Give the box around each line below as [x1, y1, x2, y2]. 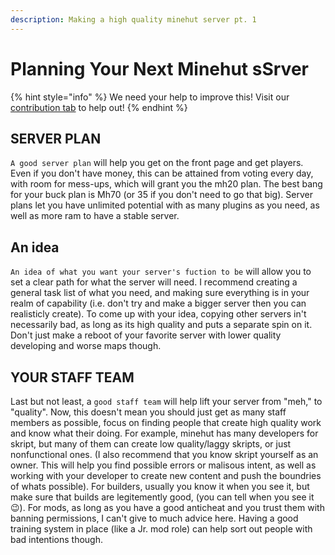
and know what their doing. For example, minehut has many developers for [10, 427, 319, 439]
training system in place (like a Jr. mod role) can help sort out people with [10, 523, 313, 535]
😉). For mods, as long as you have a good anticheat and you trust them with [10, 502, 325, 513]
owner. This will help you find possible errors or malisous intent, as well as [10, 459, 317, 471]
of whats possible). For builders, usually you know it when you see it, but [10, 481, 310, 492]
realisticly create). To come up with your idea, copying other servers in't [10, 308, 307, 320]
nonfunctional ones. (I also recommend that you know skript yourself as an [10, 449, 319, 460]
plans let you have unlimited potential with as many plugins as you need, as [10, 199, 320, 211]
